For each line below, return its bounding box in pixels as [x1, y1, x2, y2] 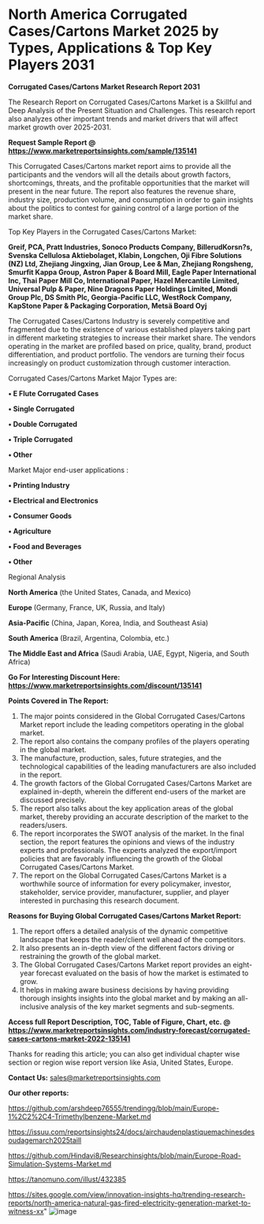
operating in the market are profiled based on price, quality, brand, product [8, 341, 252, 350]
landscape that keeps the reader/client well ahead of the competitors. [19, 934, 246, 944]
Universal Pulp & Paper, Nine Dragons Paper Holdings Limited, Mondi [8, 284, 238, 294]
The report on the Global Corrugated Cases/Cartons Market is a [19, 870, 227, 880]
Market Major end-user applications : [8, 465, 128, 474]
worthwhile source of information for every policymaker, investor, [19, 878, 232, 889]
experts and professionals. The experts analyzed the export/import [19, 845, 237, 855]
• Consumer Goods [8, 511, 73, 520]
